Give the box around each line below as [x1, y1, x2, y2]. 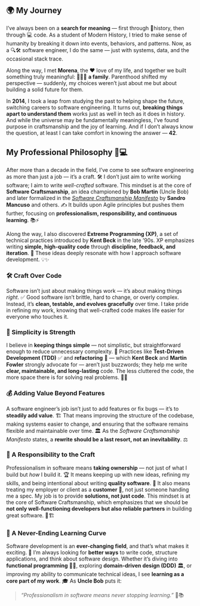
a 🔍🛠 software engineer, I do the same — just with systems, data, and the [6, 46, 189, 53]
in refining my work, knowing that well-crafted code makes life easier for [6, 307, 185, 314]
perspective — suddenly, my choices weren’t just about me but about [6, 79, 177, 86]
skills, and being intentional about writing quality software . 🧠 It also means [6, 479, 190, 487]
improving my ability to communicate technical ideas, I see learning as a [6, 571, 184, 578]
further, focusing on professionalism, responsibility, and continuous [6, 210, 177, 217]
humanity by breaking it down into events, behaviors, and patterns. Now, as [6, 40, 192, 47]
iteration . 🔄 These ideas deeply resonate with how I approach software [6, 249, 181, 256]
